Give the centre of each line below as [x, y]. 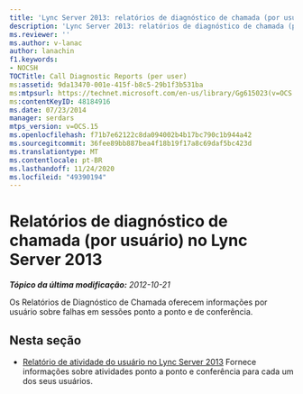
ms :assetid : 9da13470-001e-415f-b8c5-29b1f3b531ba [106, 85]
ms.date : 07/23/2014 [48, 110]
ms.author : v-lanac [46, 43]
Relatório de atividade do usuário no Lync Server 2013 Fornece [139, 362]
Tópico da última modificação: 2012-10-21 [90, 285]
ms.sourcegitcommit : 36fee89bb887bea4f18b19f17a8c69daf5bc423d [131, 143]
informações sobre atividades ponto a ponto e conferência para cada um [158, 371]
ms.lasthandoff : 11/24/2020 [62, 169]
